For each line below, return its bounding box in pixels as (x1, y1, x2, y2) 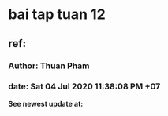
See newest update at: (8, 99, 84, 108)
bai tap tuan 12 (8, 5, 106, 24)
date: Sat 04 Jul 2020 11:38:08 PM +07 (8, 81, 161, 92)
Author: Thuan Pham (8, 60, 90, 71)
